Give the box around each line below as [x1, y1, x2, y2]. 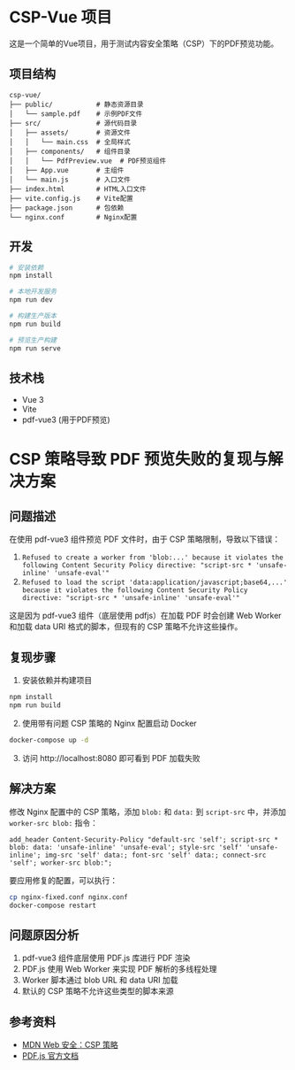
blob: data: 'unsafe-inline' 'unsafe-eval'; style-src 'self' [9, 843, 243, 851]
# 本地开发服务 [9, 288, 57, 296]
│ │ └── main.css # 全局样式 [9, 137, 131, 146]
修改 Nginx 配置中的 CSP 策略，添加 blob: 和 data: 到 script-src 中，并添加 [9, 806, 287, 817]
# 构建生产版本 [9, 312, 57, 320]
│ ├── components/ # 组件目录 [9, 147, 131, 156]
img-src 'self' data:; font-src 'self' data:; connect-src [44, 851, 267, 859]
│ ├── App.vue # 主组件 [9, 166, 125, 174]
